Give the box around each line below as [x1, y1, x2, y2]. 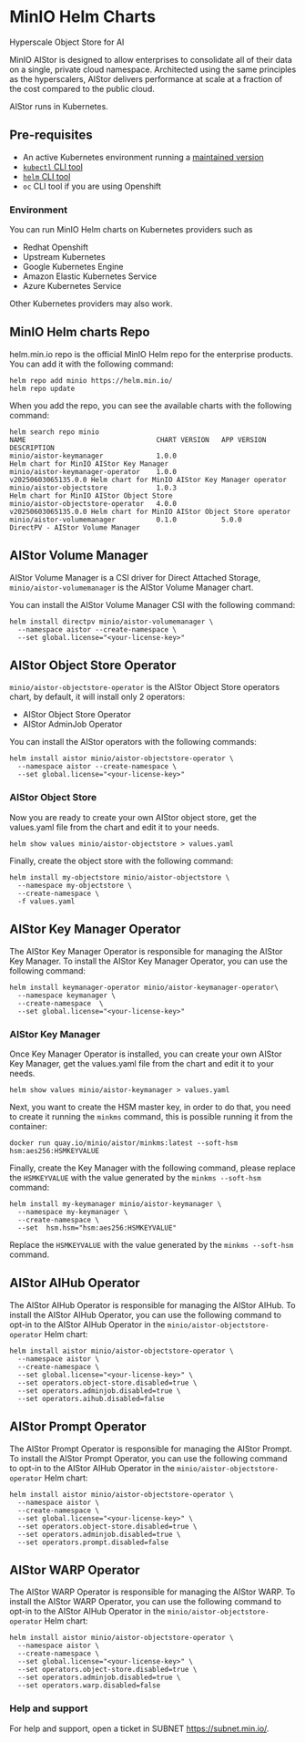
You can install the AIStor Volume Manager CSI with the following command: [9, 599, 296, 610]
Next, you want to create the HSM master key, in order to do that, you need [9, 1101, 291, 1112]
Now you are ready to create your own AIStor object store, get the [9, 811, 257, 822]
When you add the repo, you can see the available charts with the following [9, 399, 292, 411]
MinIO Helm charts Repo [9, 325, 150, 340]
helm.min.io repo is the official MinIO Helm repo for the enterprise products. [9, 348, 294, 359]
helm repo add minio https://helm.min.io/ [9, 376, 173, 385]
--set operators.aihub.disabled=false [17, 1394, 166, 1403]
